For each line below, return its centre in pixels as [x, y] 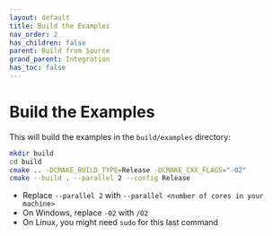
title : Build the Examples [60, 26]
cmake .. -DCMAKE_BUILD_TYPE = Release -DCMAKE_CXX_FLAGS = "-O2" [128, 170]
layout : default [39, 17]
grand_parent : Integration [60, 59]
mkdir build [31, 153]
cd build [26, 162]
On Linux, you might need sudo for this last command [120, 223]
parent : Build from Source [60, 51]
